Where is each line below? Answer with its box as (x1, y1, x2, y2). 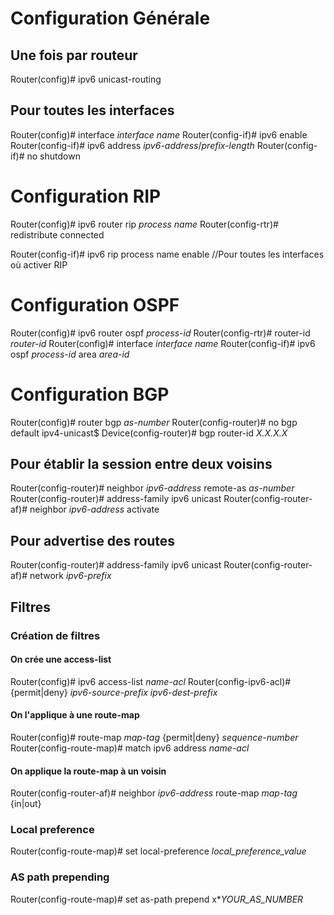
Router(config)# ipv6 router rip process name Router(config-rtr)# (10, 218, 279, 230)
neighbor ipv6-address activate (29, 503, 160, 516)
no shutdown (26, 150, 81, 162)
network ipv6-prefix (29, 570, 112, 582)
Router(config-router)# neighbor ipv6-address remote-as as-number (10, 482, 295, 494)
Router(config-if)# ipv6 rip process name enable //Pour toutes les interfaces (10, 248, 325, 260)
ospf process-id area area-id (10, 348, 130, 360)
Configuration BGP (10, 383, 170, 406)
